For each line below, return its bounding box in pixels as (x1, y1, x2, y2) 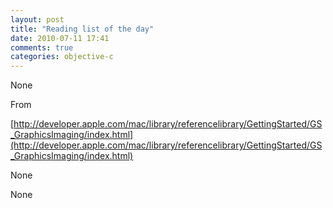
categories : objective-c (10, 52, 114, 62)
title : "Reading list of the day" (10, 24, 155, 34)
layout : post (10, 14, 65, 25)
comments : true (10, 42, 74, 53)
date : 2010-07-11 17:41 (10, 33, 110, 43)
